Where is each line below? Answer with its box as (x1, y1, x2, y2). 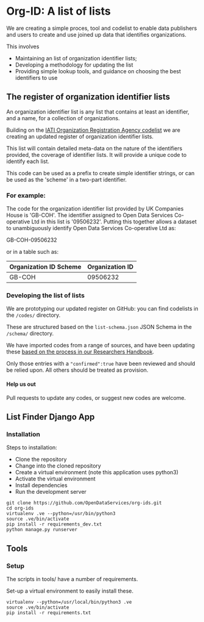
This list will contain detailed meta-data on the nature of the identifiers (6, 145, 183, 152)
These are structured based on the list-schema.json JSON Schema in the (6, 324, 192, 331)
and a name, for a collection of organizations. (6, 114, 120, 121)
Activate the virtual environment (15, 475, 96, 483)
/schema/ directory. (6, 330, 54, 337)
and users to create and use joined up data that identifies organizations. (6, 31, 187, 38)
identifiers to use (15, 74, 58, 81)
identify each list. (6, 157, 50, 165)
